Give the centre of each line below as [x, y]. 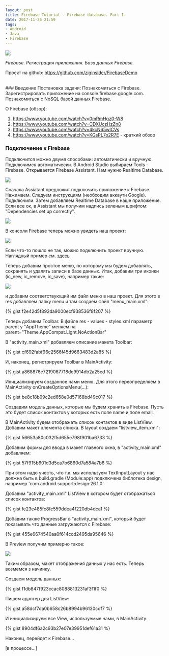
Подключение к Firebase [38, 148]
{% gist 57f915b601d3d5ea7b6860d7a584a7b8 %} [59, 463]
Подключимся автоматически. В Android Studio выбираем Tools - [77, 165]
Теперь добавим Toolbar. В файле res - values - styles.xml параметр [79, 321]
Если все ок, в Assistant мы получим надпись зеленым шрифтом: [76, 206]
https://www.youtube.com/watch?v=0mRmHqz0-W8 [68, 119]
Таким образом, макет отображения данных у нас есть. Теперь [75, 563]
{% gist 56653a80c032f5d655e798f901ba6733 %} [59, 438]
